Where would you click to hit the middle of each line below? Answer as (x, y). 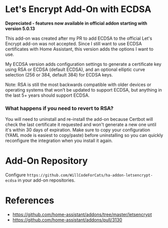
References (30, 201)
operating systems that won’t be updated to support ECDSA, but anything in (83, 90)
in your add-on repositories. (46, 180)
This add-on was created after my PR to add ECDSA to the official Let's (79, 38)
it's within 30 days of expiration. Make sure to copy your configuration (78, 130)
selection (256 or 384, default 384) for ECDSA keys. (59, 74)
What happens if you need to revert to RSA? (59, 108)
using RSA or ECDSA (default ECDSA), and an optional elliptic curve (75, 69)
